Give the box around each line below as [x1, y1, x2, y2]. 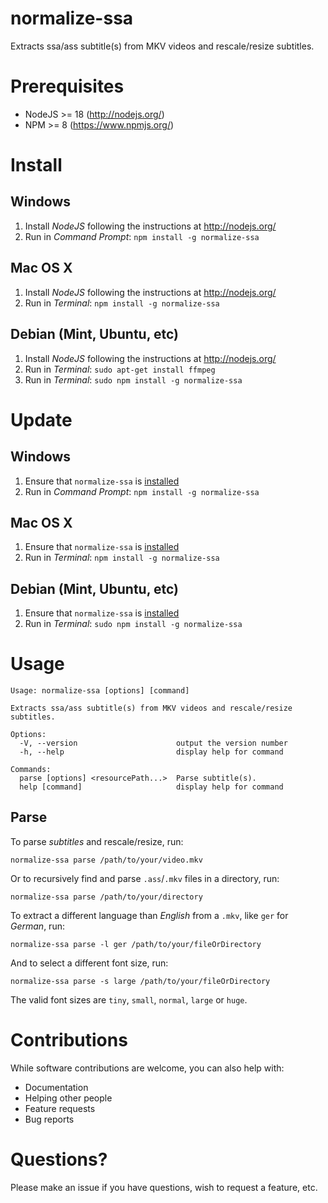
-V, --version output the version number [19, 738, 288, 749]
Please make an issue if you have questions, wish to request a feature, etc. [10, 1181, 318, 1193]
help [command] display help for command [19, 782, 284, 792]
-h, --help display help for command [19, 747, 284, 757]
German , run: [10, 920, 65, 932]
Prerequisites [10, 75, 125, 98]
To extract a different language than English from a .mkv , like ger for [10, 909, 289, 921]
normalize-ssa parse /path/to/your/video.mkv [10, 855, 203, 865]
